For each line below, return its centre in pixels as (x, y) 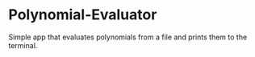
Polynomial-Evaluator (83, 15)
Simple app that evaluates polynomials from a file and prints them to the (128, 37)
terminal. (23, 45)
